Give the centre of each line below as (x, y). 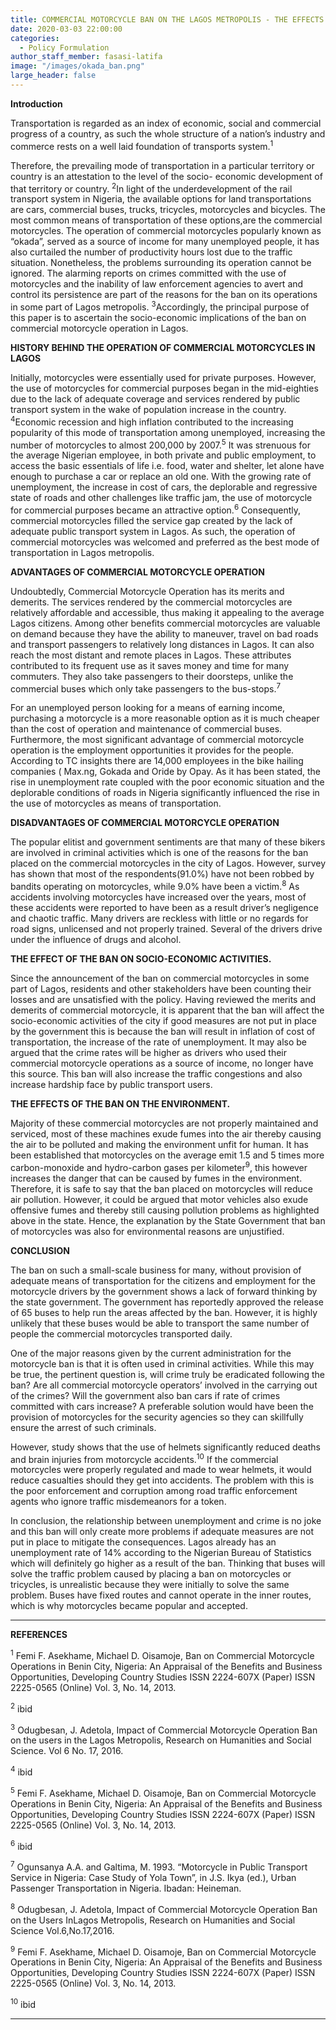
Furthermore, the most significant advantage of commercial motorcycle (157, 740)
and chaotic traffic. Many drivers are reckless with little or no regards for (159, 918)
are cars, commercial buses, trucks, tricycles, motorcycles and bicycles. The (168, 210)
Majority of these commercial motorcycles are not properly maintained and (164, 1123)
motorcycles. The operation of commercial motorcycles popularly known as (166, 231)
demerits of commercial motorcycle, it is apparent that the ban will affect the (167, 1010)
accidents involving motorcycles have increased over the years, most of (158, 897)
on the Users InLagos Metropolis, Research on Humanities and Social (153, 1920)
